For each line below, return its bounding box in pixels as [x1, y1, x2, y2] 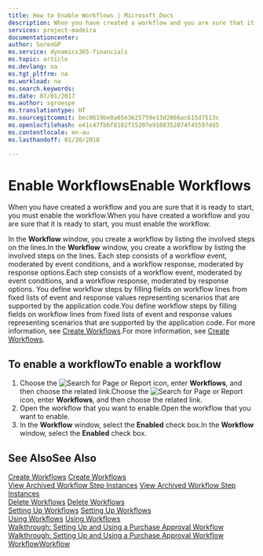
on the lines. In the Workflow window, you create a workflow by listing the [8, 243, 247, 252]
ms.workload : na [8, 77, 61, 85]
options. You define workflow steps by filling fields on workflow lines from [8, 285, 248, 294]
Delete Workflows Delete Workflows [8, 497, 126, 507]
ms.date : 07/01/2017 [8, 92, 76, 100]
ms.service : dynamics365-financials [8, 48, 128, 56]
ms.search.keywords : [8, 84, 76, 93]
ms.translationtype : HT [8, 107, 86, 115]
